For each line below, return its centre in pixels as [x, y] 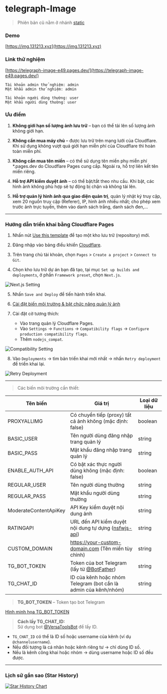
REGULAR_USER [27, 485]
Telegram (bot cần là [94, 584]
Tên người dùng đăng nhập [102, 436]
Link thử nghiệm [25, 59]
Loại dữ [149, 400]
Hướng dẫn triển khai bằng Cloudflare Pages [60, 224]
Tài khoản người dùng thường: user [42, 98]
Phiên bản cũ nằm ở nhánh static [51, 22]
